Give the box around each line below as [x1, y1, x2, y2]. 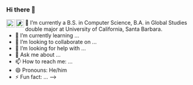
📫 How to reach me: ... [14, 58, 73, 65]
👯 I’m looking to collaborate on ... [14, 39, 97, 46]
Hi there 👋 [6, 5, 36, 14]
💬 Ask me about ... [14, 51, 61, 58]
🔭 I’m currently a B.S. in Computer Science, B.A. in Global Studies [25, 19, 188, 27]
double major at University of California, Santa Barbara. [25, 25, 163, 33]
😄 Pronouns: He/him [14, 66, 68, 74]
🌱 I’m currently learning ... [14, 32, 80, 39]
